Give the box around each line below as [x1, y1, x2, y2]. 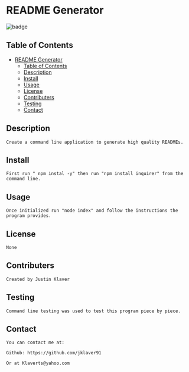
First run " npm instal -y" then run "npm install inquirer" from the [6, 171, 184, 177]
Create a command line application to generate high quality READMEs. [6, 139, 184, 145]
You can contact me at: [6, 339, 65, 346]
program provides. [6, 213, 51, 219]
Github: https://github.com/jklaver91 [6, 350, 102, 356]
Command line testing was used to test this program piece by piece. [6, 308, 181, 314]
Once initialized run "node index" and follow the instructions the [6, 208, 178, 214]
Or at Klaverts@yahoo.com [6, 360, 70, 367]
